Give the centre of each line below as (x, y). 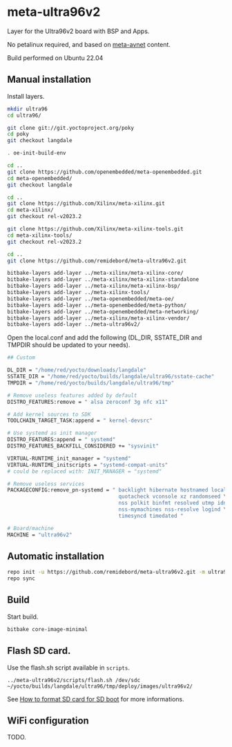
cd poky (18, 134)
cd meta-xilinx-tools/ (40, 235)
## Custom (21, 358)
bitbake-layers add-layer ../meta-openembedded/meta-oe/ (91, 299)
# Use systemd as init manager (52, 433)
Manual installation (49, 80)
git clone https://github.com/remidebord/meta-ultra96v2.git (97, 261)
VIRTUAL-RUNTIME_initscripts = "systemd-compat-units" (88, 465)
